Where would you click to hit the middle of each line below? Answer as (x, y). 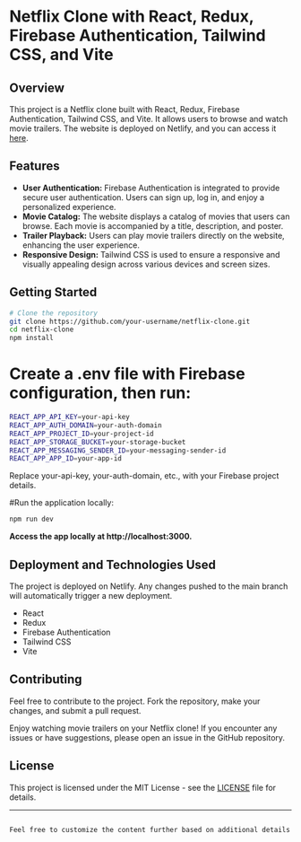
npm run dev (31, 519)
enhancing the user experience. (81, 245)
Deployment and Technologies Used (113, 564)
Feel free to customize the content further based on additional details (150, 829)
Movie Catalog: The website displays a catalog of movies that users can (156, 216)
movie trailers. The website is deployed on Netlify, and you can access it (143, 128)
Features (34, 167)
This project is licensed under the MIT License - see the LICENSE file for (142, 787)
